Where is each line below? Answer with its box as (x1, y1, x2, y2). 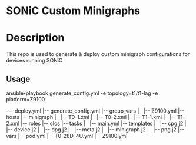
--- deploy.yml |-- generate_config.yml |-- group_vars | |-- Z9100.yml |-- (6, 107, 185, 114)
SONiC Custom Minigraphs (6, 4, 140, 18)
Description (6, 31, 65, 45)
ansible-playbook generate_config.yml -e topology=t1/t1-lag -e (6, 90, 158, 97)
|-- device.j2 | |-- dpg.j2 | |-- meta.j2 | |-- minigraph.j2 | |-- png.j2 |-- (6, 126, 185, 133)
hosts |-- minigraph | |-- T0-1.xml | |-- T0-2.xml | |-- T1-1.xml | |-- (6, 113, 177, 120)
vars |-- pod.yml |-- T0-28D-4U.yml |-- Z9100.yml (6, 132, 128, 139)
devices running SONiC (6, 57, 63, 64)
